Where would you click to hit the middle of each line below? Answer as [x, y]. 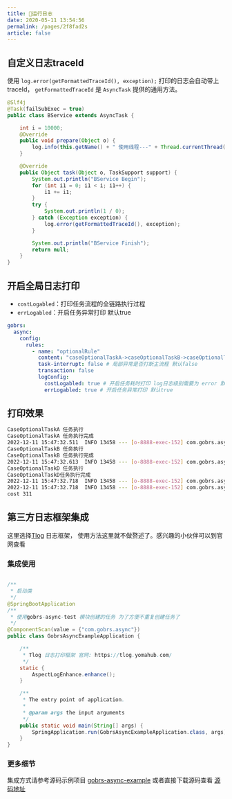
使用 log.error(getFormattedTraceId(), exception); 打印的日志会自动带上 [113, 81]
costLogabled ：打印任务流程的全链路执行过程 [81, 304]
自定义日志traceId [46, 63]
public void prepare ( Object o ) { [68, 141]
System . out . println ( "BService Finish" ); [91, 243]
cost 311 [20, 494]
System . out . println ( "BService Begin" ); [89, 179]
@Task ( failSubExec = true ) [46, 109]
